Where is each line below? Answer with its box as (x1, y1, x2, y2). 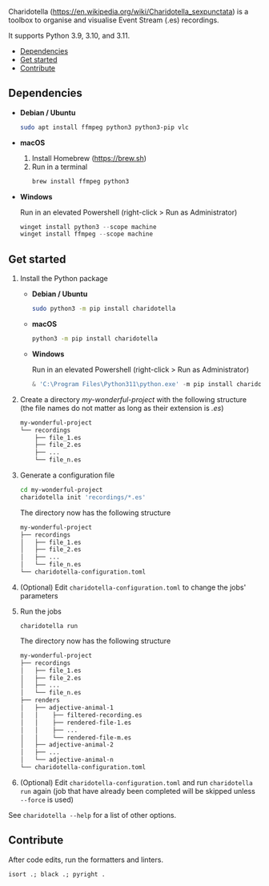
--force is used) (19, 795, 74, 804)
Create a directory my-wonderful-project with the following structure (19, 394, 247, 404)
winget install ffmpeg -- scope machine (19, 230, 154, 239)
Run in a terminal (31, 162, 88, 171)
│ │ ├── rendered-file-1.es (19, 719, 132, 727)
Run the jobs (19, 606, 62, 616)
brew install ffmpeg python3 (31, 177, 130, 185)
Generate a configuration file (19, 470, 115, 480)
